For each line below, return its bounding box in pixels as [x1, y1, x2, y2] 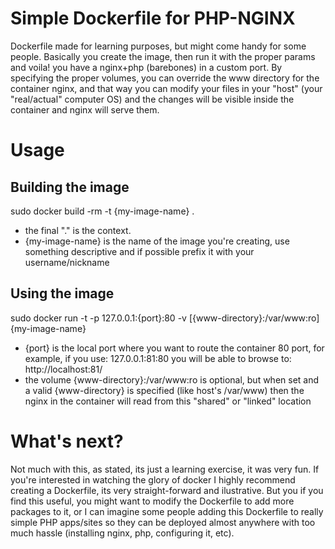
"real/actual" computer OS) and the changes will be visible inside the [10, 93, 295, 105]
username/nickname [24, 256, 110, 268]
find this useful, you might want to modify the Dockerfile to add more [10, 495, 295, 507]
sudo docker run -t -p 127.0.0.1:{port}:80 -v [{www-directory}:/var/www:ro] [10, 312, 320, 324]
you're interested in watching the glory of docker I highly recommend [10, 473, 296, 486]
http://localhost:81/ [24, 363, 103, 375]
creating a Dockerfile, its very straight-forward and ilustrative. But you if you [10, 484, 324, 496]
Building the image [10, 178, 130, 196]
